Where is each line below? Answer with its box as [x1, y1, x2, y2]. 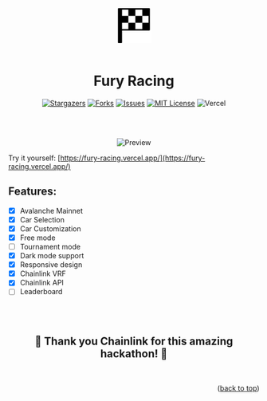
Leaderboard [19, 287, 63, 297]
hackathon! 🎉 [100, 347, 168, 360]
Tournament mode [19, 242, 81, 251]
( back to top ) [217, 383, 260, 393]
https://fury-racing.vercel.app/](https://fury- [60, 153, 206, 163]
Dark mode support [19, 251, 84, 261]
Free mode [19, 233, 56, 242]
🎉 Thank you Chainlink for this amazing [34, 334, 234, 348]
